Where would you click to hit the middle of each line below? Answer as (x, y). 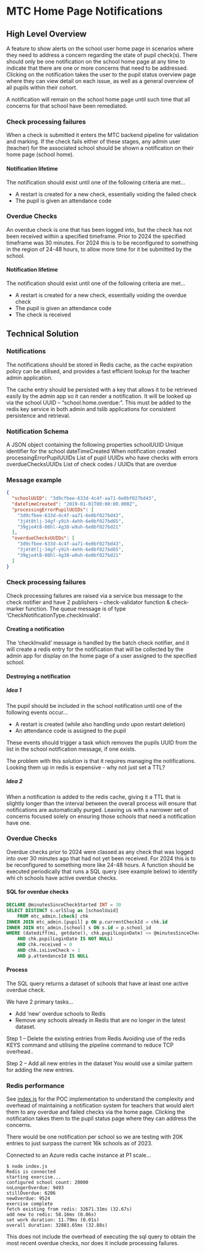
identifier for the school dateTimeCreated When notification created (92, 451)
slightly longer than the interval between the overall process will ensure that (102, 803)
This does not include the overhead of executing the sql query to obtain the (101, 1236)
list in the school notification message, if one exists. (71, 749)
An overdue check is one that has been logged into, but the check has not (99, 229)
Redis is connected (31, 1172)
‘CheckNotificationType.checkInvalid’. (54, 615)
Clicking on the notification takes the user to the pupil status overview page (101, 74)
